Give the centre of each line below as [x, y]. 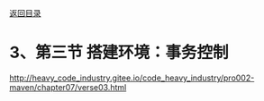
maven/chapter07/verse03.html [68, 87]
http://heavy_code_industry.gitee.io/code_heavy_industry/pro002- [132, 78]
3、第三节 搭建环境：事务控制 [119, 53]
